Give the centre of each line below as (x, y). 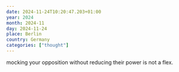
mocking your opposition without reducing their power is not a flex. (90, 62)
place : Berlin (24, 34)
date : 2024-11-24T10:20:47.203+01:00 (54, 12)
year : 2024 (20, 17)
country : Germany (28, 40)
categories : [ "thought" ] (37, 46)
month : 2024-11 (25, 23)
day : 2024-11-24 (27, 28)
